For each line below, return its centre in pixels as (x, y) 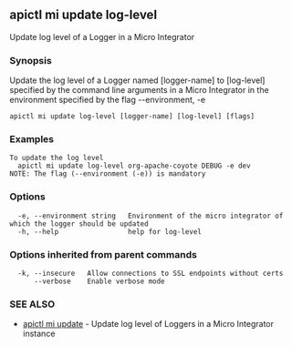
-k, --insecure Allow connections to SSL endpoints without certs (151, 273)
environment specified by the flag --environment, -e (108, 100)
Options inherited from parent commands (104, 254)
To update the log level (57, 158)
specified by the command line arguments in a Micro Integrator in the (139, 90)
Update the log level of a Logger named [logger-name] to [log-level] (137, 80)
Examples (32, 139)
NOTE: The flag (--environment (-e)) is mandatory (108, 174)
